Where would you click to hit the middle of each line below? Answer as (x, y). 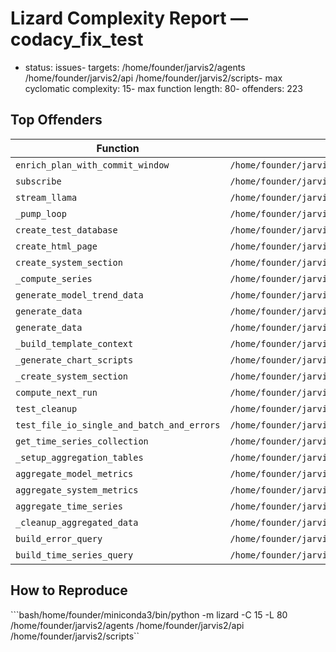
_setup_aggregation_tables (79, 457)
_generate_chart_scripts (74, 360)
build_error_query (59, 538)
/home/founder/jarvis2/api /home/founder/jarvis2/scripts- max (153, 78)
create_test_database (66, 230)
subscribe (38, 181)
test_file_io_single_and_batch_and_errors (118, 425)
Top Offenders (56, 120)
